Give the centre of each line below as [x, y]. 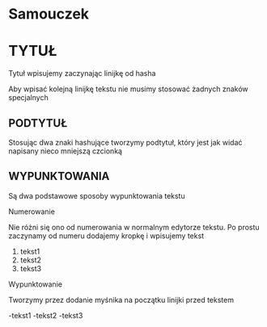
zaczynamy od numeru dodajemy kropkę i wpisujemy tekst [106, 236]
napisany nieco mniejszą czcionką [66, 151]
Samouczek [49, 14]
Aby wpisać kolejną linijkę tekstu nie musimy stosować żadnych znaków [128, 89]
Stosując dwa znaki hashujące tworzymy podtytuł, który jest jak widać [125, 142]
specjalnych [28, 98]
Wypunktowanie [36, 284]
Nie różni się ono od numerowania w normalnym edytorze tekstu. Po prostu [134, 227]
